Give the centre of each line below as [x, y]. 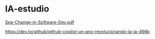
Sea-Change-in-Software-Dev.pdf [40, 22]
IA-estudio [27, 9]
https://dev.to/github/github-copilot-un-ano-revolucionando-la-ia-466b [77, 31]
